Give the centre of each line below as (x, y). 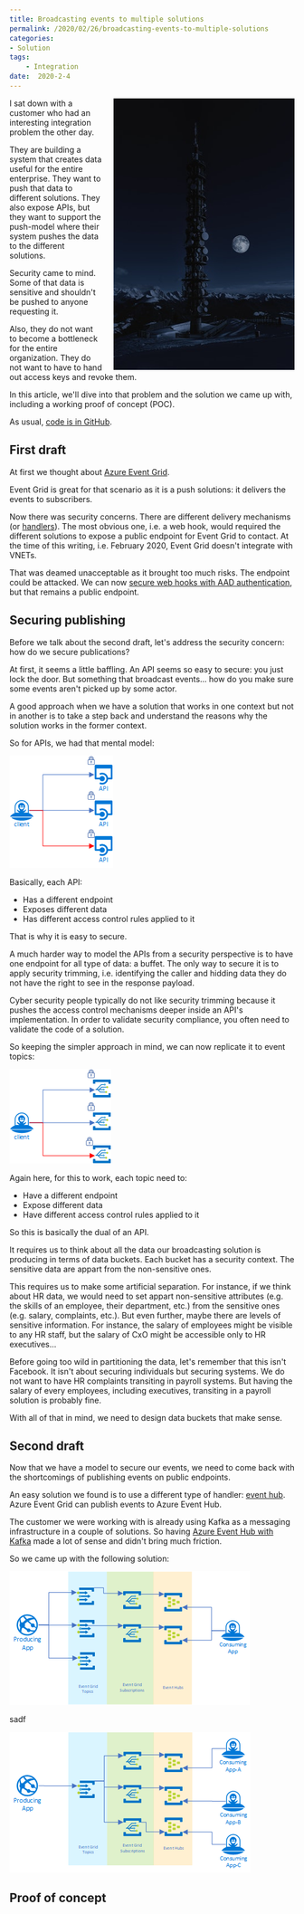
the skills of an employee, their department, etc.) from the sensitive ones (145, 1305)
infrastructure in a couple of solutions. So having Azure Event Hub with (142, 1532)
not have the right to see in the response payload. (102, 983)
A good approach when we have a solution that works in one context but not (152, 706)
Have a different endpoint (70, 1195)
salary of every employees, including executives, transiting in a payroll (140, 1390)
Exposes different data (65, 909)
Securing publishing (68, 620)
